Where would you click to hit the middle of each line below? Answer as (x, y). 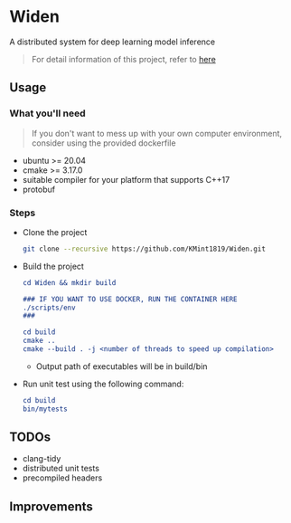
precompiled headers (62, 478)
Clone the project (55, 232)
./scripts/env (49, 308)
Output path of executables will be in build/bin (122, 366)
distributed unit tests (61, 469)
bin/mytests (45, 409)
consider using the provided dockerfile (103, 143)
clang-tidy (42, 459)
